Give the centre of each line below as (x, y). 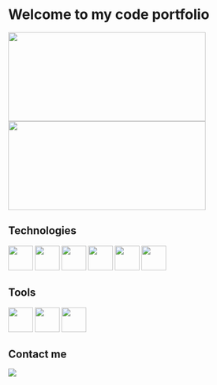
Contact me (37, 354)
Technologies (43, 231)
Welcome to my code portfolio (109, 15)
